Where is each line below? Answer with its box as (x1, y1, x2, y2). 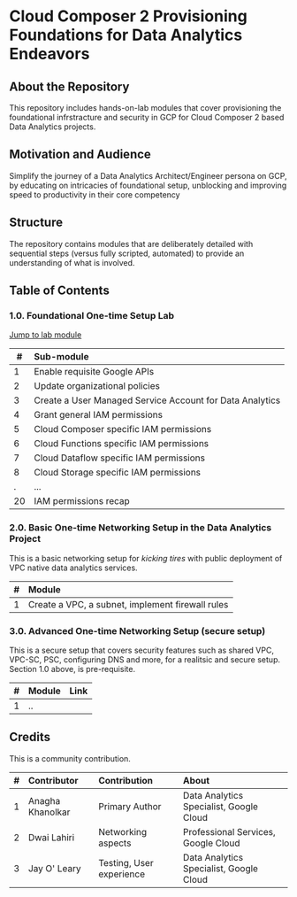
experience (98, 868, 146, 880)
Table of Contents (9, 283, 110, 298)
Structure (9, 215, 64, 230)
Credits (9, 730, 51, 745)
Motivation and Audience (9, 147, 152, 162)
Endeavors (9, 44, 90, 64)
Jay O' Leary (27, 862, 81, 874)
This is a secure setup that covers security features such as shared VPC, (9, 645, 274, 655)
